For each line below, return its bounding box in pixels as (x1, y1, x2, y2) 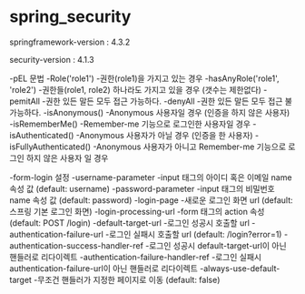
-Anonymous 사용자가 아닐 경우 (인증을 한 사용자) (75, 129, 253, 140)
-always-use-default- (199, 262, 280, 274)
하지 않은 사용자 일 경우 (25, 152, 109, 163)
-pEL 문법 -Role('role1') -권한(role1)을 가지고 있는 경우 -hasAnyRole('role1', (9, 73, 280, 84)
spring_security (9, 6, 132, 27)
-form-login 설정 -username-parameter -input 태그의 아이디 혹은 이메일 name (9, 171, 292, 183)
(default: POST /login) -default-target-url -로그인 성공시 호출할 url (9, 217, 250, 228)
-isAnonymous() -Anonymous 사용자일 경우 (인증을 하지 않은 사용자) (43, 106, 290, 117)
